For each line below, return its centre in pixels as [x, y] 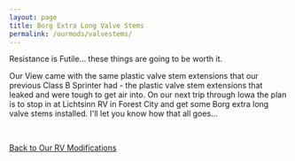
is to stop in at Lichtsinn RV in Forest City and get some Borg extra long [139, 104]
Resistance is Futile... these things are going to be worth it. [116, 59]
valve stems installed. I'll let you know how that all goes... [114, 114]
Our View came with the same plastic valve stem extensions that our [134, 76]
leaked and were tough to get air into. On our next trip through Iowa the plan [148, 95]
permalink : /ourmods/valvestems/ [71, 34]
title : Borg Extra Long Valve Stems [77, 26]
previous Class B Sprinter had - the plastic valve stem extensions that [136, 86]
